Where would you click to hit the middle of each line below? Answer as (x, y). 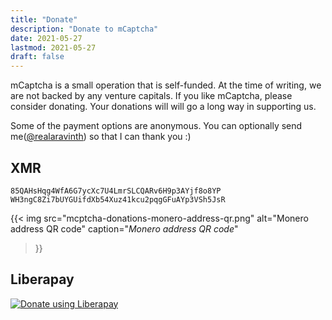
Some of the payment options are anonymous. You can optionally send (156, 126)
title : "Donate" (44, 19)
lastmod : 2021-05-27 (53, 47)
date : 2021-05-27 (46, 38)
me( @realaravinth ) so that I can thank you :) (101, 137)
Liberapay (42, 279)
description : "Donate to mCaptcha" (84, 29)
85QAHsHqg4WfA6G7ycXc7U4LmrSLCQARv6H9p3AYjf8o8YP (116, 191)
